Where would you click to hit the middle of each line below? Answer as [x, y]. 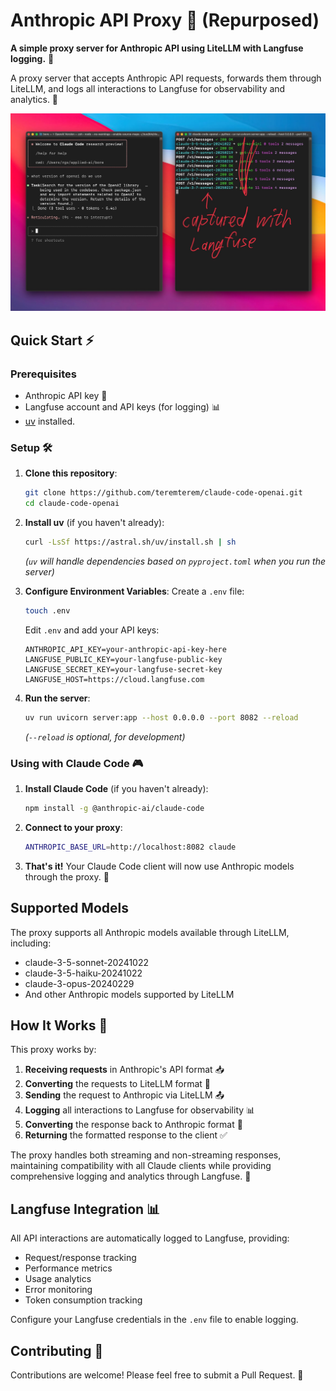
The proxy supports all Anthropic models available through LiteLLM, [150, 932]
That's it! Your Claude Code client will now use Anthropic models [159, 866]
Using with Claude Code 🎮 [77, 763]
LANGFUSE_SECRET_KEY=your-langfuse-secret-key [123, 669]
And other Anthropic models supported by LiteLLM [129, 994]
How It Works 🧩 [59, 1025]
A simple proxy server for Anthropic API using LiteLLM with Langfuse [157, 48]
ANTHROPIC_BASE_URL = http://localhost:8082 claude [130, 847]
